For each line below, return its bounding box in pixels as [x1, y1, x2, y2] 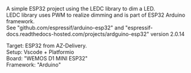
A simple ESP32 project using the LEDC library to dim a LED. [6, 5, 156, 12]
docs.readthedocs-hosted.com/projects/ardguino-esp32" [6, 31, 150, 38]
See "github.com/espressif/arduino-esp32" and [6, 24, 124, 31]
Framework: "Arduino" [6, 61, 61, 68]
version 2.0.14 [150, 31, 185, 38]
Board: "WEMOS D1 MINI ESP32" [6, 55, 88, 62]
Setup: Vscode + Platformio [6, 48, 74, 56]
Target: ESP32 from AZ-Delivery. [6, 42, 87, 49]
